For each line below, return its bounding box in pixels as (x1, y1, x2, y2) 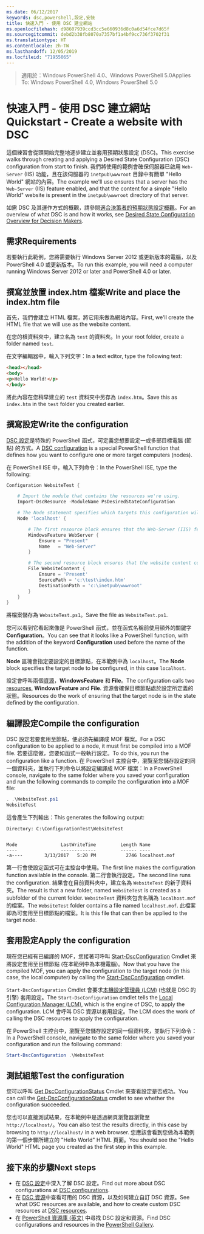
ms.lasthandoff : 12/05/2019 (6, 49, 78, 55)
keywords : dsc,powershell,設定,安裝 (6, 15, 95, 21)
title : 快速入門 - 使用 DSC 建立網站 (6, 20, 93, 26)
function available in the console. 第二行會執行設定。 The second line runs (6, 871, 191, 878)
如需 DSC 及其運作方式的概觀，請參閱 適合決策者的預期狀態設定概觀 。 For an (6, 204, 196, 211)
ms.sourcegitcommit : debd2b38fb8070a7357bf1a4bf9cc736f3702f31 (6, 32, 170, 38)
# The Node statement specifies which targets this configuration (17, 510, 189, 516)
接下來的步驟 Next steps (6, 1162, 96, 1173)
